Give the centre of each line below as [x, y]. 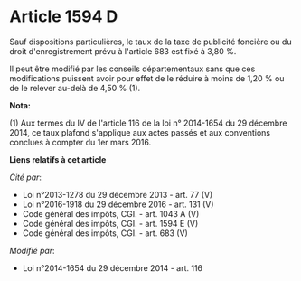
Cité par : [26, 177]
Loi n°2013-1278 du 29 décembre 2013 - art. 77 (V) [118, 194]
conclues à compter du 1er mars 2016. [80, 142]
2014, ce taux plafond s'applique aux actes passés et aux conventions [140, 132]
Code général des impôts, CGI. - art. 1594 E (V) [110, 223]
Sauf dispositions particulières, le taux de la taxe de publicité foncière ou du [150, 42]
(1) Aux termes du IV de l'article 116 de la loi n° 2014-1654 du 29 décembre [148, 123]
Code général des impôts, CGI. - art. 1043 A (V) [111, 213]
